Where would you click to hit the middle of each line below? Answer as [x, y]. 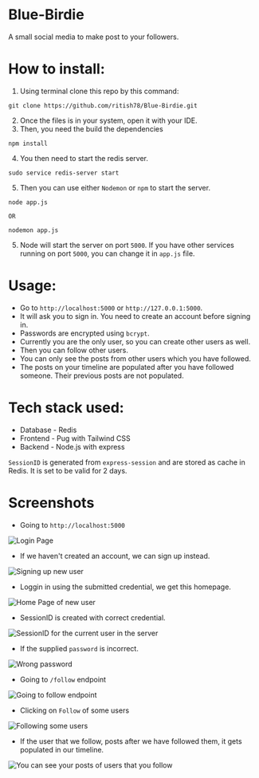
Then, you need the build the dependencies [91, 128]
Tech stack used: [67, 407]
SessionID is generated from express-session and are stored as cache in [127, 462]
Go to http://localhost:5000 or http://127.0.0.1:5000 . [111, 308]
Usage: [33, 286]
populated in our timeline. [62, 749]
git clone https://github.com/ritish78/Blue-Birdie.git [103, 105]
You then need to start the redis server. [84, 158]
